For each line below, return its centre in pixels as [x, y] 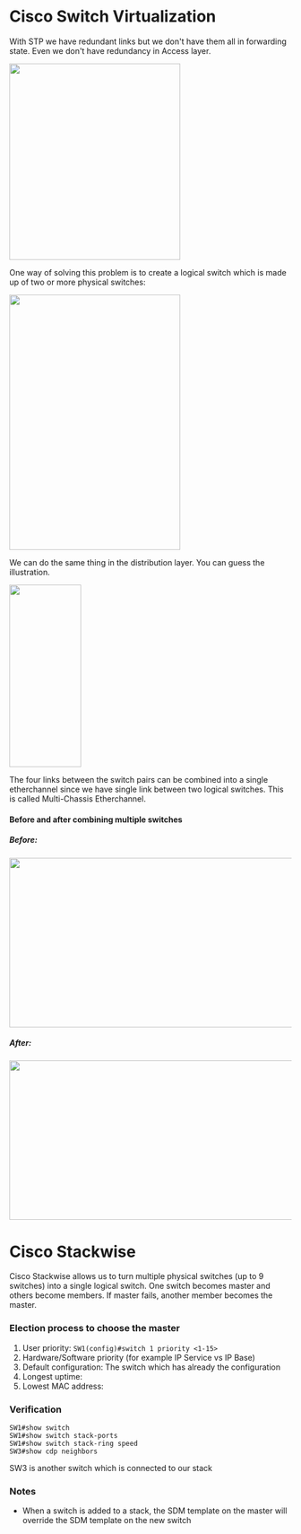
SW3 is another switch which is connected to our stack [111, 1468]
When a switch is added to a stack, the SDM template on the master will [155, 1511]
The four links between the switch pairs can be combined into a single [139, 779]
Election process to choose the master [95, 1328]
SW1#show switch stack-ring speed [74, 1443]
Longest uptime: [52, 1376]
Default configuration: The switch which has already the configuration [151, 1367]
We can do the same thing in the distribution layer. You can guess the [137, 562]
